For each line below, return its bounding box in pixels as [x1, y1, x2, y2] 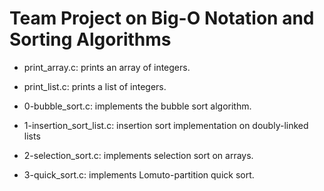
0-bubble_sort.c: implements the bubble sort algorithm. [23, 100, 252, 112]
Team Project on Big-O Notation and [9, 7, 315, 30]
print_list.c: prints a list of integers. [23, 80, 167, 92]
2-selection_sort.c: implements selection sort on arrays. [23, 149, 254, 161]
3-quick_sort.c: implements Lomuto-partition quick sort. [23, 168, 255, 181]
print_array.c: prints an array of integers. [23, 61, 191, 73]
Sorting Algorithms [9, 28, 172, 51]
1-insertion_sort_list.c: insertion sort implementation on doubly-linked [23, 119, 309, 131]
